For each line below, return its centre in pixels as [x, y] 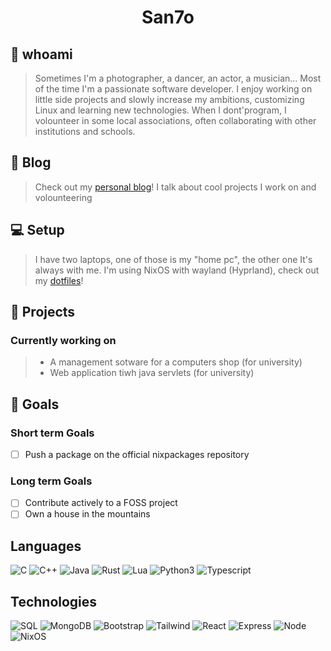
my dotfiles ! [59, 280]
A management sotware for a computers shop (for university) [176, 362]
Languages [46, 546]
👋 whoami [41, 54]
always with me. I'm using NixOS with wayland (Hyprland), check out [177, 270]
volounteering [63, 197]
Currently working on [63, 340]
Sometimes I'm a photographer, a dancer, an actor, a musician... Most [178, 78]
